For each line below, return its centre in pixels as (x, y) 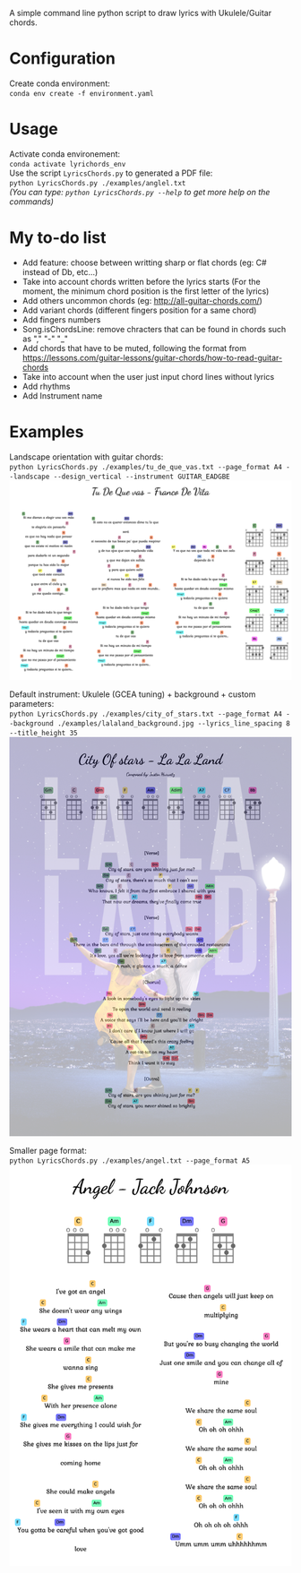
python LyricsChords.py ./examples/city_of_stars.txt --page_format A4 (146, 714)
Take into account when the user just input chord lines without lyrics (148, 376)
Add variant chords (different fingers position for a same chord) (139, 310)
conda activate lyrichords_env (68, 164)
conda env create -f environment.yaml (82, 93)
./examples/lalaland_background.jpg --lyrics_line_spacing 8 (174, 724)
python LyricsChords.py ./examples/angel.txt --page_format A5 (130, 1160)
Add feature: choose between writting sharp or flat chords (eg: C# (144, 262)
